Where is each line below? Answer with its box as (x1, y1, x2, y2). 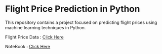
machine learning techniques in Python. (5, 24, 86, 30)
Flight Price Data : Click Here (5, 34, 64, 40)
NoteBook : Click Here (5, 43, 50, 49)
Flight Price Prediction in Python (5, 3, 140, 15)
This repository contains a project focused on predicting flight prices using (5, 19, 157, 25)
